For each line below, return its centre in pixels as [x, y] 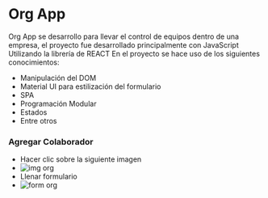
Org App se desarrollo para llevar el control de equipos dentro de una [124, 36]
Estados [33, 112]
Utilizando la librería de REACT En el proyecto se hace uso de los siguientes [134, 53]
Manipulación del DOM [58, 78]
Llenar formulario [49, 177]
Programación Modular [58, 103]
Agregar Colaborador [51, 141]
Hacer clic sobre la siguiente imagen [81, 159]
